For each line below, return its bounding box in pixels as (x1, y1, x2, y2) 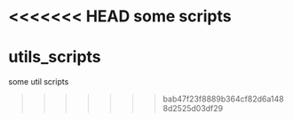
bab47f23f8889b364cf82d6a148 (162, 93, 285, 104)
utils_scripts (8, 47, 101, 68)
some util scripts (8, 77, 69, 87)
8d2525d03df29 (162, 103, 224, 114)
